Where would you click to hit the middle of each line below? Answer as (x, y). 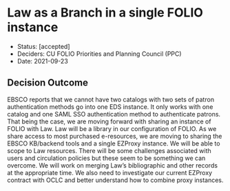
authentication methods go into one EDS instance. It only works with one (110, 107)
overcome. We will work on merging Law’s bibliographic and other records (113, 165)
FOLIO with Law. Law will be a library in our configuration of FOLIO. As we (112, 128)
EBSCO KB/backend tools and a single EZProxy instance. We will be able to (114, 143)
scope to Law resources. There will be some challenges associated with (109, 150)
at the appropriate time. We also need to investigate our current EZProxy (109, 172)
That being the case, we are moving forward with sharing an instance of (109, 121)
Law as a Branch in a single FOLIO (105, 13)
